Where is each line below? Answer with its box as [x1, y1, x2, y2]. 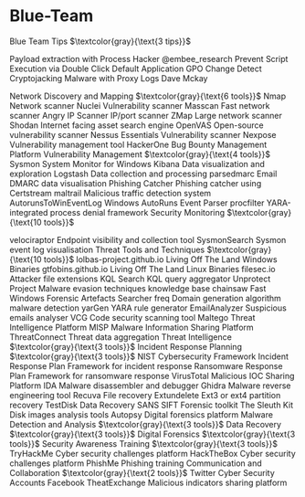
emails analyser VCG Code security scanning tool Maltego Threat [9, 312, 256, 323]
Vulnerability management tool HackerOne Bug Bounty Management [9, 139, 268, 150]
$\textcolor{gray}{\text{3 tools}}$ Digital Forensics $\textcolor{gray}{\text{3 [9, 428, 296, 439]
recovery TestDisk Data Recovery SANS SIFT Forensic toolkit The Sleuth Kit [9, 399, 294, 410]
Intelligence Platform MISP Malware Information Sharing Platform [9, 322, 254, 333]
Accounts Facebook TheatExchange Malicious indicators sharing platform [9, 477, 288, 488]
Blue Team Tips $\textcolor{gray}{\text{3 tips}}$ [9, 36, 192, 47]
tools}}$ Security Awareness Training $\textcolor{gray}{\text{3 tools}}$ [9, 438, 279, 449]
